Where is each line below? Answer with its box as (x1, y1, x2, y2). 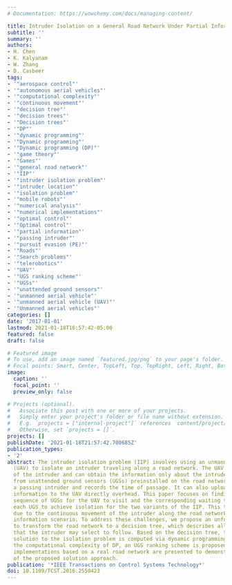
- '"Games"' (7, 157, 41, 164)
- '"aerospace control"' (7, 80, 79, 87)
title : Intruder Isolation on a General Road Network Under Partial (7, 22, 209, 30)
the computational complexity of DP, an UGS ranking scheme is (13, 541, 199, 549)
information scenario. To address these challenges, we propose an (13, 516, 212, 524)
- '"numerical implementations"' (7, 209, 104, 216)
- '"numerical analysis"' (7, 202, 81, 209)
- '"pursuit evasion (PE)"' (7, 241, 88, 248)
